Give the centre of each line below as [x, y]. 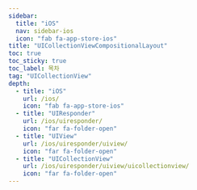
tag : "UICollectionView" [50, 76]
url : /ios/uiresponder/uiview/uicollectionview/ [106, 167]
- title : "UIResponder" [55, 114]
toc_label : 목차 [34, 69]
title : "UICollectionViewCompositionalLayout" [88, 46]
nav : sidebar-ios [45, 31]
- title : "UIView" [47, 136]
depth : [19, 83]
